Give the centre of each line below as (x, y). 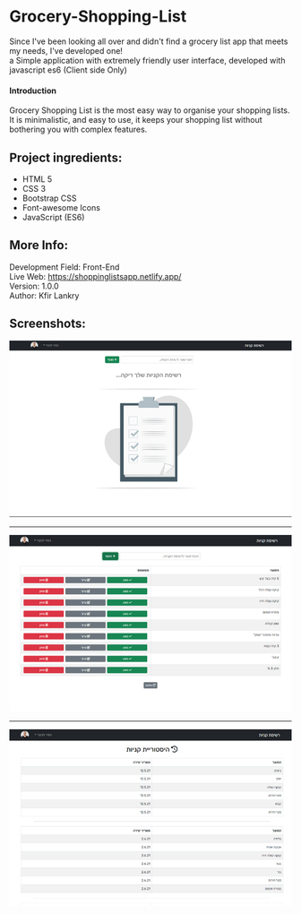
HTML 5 (37, 179)
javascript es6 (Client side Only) (69, 70)
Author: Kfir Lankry (44, 295)
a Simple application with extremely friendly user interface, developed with (147, 60)
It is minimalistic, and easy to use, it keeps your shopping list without (136, 120)
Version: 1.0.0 (34, 286)
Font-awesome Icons (61, 207)
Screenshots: (48, 324)
